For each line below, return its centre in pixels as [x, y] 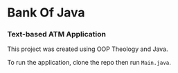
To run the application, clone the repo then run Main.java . [89, 63]
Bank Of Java [46, 13]
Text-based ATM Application [56, 34]
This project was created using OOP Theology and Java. [88, 49]
